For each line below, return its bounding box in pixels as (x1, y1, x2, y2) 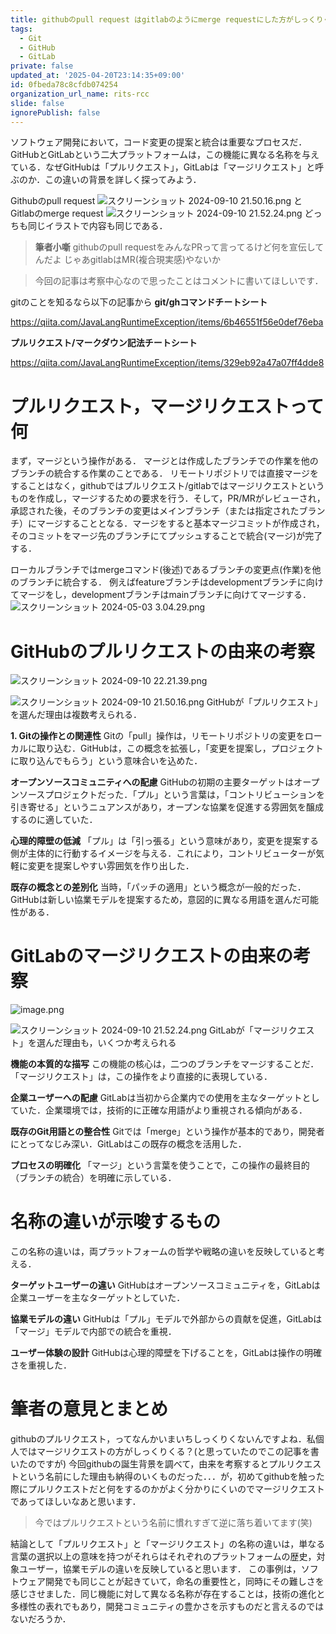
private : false (10, 61, 74, 71)
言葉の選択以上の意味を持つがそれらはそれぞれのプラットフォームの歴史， (10, 1551, 317, 1563)
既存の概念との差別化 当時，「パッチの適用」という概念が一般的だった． (10, 881, 307, 893)
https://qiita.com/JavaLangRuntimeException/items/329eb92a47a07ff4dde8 (10, 357, 325, 369)
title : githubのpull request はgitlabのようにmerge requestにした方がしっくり (10, 14, 324, 25)
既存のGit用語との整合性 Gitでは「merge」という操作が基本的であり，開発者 (10, 1126, 325, 1138)
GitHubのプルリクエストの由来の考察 (10, 640, 315, 663)
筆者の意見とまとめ (10, 1398, 169, 1421)
